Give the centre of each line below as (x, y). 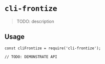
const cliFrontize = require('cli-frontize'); (53, 48)
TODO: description (35, 21)
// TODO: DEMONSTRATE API (31, 57)
